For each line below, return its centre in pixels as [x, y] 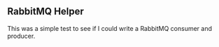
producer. [21, 36]
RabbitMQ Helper [45, 12]
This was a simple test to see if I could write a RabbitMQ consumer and [109, 28]
